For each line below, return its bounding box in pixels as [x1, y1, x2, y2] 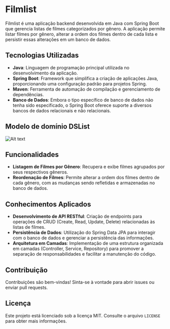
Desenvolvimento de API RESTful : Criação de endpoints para [12, 214, 142, 220]
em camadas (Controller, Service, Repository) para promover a [12, 245, 144, 252]
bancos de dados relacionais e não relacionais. [12, 107, 111, 113]
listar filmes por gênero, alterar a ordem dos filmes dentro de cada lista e [5, 31, 158, 37]
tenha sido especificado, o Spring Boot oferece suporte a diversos [12, 102, 152, 108]
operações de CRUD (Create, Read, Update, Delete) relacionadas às [12, 219, 155, 225]
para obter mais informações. [5, 318, 67, 324]
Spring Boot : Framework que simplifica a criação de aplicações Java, [12, 75, 158, 81]
